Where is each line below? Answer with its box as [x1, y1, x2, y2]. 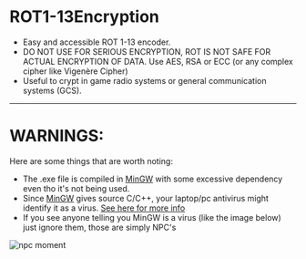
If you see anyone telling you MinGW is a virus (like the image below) [22, 212, 282, 223]
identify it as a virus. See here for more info [22, 202, 186, 213]
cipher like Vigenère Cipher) [22, 66, 129, 77]
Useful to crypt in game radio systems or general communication [22, 75, 267, 86]
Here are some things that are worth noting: [9, 155, 173, 166]
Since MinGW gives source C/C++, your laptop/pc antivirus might [22, 192, 269, 203]
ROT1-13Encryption [9, 6, 159, 27]
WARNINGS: [9, 126, 105, 147]
